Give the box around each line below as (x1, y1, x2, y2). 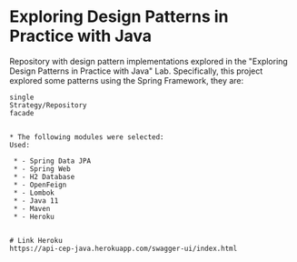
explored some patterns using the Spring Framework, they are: (9, 75, 244, 86)
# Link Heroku (9, 236, 64, 245)
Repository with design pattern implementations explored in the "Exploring (9, 55, 288, 66)
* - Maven (13, 204, 51, 213)
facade (9, 108, 35, 117)
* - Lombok (13, 188, 54, 197)
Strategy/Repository (9, 100, 88, 110)
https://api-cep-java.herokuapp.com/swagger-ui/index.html (9, 244, 238, 253)
